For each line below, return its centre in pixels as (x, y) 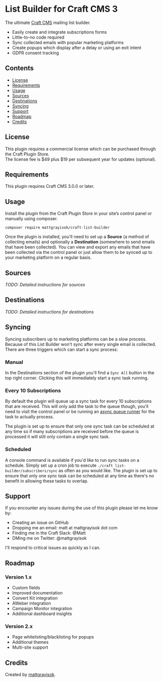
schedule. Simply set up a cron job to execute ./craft (59, 465)
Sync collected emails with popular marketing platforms (68, 42)
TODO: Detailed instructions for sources (45, 284)
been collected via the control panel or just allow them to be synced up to (79, 252)
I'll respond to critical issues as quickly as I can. (53, 548)
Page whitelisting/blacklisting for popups (53, 637)
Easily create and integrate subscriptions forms (59, 32)
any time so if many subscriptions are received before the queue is (72, 432)
